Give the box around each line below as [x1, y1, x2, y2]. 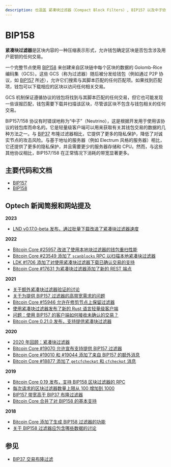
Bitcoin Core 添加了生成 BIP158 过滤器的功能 [12, 419, 106, 425]
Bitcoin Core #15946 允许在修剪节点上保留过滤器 [12, 299, 115, 305]
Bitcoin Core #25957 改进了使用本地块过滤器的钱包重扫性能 [12, 247, 138, 253]
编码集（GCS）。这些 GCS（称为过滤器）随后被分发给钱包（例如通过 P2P [5, 70, 158, 77]
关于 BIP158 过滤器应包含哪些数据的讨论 [12, 425, 97, 431]
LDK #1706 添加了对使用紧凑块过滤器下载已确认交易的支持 [12, 259, 135, 265]
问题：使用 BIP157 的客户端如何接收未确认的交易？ [12, 312, 119, 318]
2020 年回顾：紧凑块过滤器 [12, 339, 70, 345]
